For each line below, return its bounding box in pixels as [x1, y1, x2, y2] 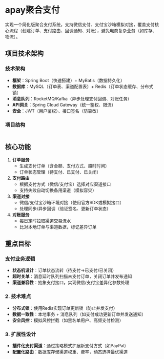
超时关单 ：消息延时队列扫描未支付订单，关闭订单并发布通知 [12, 274, 132, 279]
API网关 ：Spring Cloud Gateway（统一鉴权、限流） [12, 102, 116, 107]
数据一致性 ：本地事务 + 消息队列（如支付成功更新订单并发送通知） [12, 311, 146, 317]
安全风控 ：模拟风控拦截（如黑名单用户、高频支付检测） [12, 317, 123, 323]
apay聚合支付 [5, 4, 60, 16]
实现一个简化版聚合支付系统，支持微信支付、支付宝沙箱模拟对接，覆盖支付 [5, 21, 155, 27]
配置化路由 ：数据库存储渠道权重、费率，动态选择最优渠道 [12, 349, 128, 355]
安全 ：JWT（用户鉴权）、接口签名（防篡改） [12, 108, 101, 114]
